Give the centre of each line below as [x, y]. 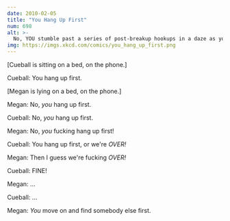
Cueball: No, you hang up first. [50, 118]
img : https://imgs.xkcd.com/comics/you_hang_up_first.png [91, 45]
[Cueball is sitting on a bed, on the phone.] [67, 65]
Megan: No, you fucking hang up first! [61, 131]
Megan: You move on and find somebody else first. [79, 210]
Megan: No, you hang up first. [49, 104]
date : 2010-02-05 [32, 13]
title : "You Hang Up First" [47, 20]
